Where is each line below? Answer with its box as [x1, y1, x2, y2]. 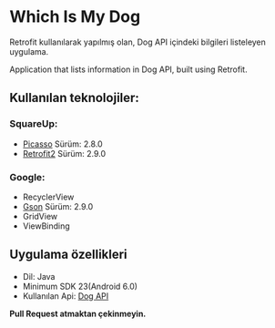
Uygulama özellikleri [9, 247, 127, 262]
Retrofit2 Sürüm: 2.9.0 [22, 148, 107, 159]
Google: [9, 170, 46, 183]
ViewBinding [22, 220, 70, 231]
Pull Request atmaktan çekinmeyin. [9, 308, 147, 319]
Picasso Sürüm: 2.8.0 [22, 138, 103, 149]
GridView [22, 210, 58, 221]
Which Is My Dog [9, 6, 141, 27]
